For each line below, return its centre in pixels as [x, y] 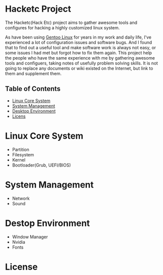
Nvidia [19, 242]
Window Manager [30, 237]
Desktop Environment [34, 111]
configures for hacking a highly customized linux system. [62, 27]
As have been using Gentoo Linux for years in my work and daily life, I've [78, 37]
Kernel [19, 160]
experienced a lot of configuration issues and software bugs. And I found [79, 42]
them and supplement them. [33, 73]
